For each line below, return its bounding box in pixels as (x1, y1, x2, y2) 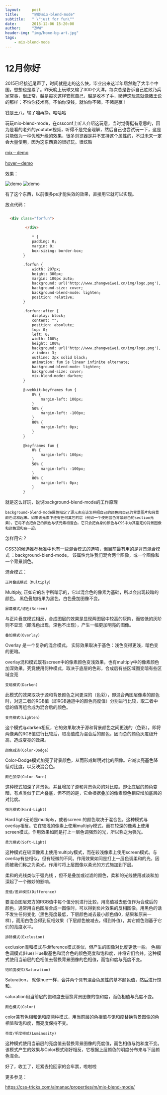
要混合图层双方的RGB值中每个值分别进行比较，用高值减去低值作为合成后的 (5, 899, 158, 905)
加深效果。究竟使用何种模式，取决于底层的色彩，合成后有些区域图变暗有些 (5, 665, 158, 671)
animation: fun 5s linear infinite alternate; (31, 360, 130, 365)
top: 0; (31, 327, 48, 332)
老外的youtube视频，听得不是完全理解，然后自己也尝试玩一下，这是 (22, 126, 162, 132)
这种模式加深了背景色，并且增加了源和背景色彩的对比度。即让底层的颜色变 (5, 784, 158, 790)
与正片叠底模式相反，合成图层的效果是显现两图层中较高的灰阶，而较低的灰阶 (5, 616, 162, 622)
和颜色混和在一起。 (5, 526, 39, 531)
